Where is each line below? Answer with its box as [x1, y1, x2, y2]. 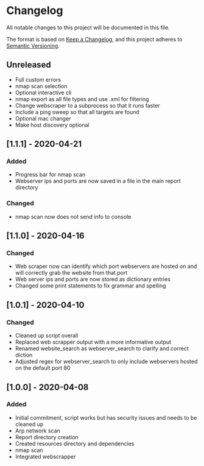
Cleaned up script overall [15, 332, 79, 339]
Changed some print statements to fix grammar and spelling [15, 282, 166, 289]
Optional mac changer [15, 115, 71, 122]
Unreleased [6, 60, 52, 70]
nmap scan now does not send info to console [15, 213, 132, 220]
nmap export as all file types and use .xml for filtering [15, 95, 149, 102]
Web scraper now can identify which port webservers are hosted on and [15, 263, 197, 270]
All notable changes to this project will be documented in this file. [6, 24, 171, 31]
